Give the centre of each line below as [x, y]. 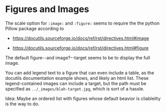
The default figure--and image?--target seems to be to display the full [78, 58]
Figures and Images [47, 9]
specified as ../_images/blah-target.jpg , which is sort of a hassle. [75, 88]
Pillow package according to [35, 28]
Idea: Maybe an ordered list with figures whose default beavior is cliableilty [83, 98]
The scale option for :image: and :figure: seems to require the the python [82, 23]
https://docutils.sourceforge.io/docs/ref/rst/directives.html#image [81, 38]
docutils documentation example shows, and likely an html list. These [77, 78]
